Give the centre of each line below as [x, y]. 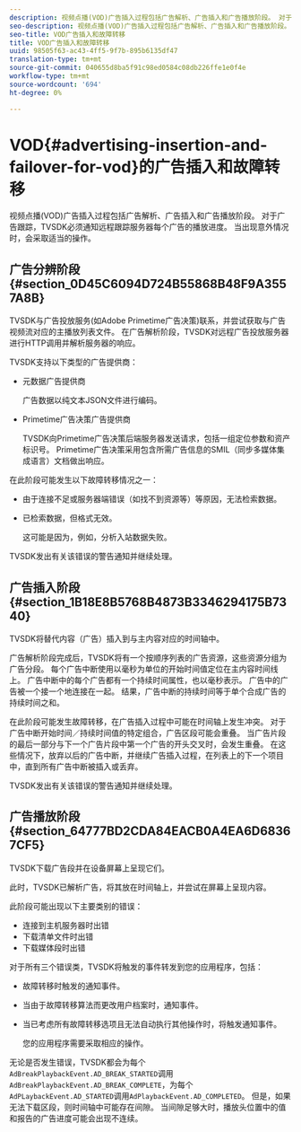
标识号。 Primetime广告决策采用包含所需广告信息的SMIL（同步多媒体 [150, 450]
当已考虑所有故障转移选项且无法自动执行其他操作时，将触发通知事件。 [152, 1023]
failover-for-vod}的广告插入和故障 [137, 167]
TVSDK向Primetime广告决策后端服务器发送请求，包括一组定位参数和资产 [156, 439]
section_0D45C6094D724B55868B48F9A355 [154, 284]
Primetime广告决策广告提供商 [77, 419]
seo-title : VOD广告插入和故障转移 [68, 34]
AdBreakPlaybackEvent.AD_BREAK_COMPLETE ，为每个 [102, 1084]
